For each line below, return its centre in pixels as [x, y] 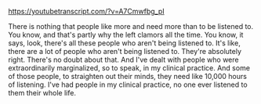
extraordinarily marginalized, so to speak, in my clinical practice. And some [129, 68]
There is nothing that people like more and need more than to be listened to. [131, 26]
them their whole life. [42, 93]
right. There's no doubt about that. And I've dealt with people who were [123, 59]
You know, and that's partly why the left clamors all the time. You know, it [126, 35]
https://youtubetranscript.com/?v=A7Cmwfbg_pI [86, 11]
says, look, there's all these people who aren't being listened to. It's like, [124, 43]
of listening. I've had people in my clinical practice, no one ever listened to [128, 84]
